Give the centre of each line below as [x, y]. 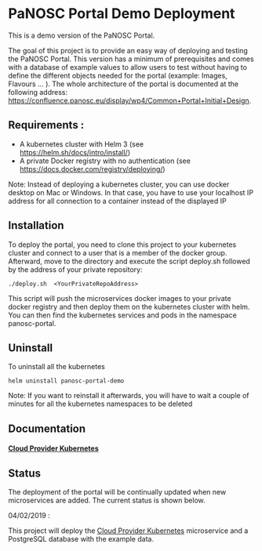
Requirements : [46, 125]
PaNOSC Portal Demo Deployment [122, 14]
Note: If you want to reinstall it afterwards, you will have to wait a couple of [129, 396]
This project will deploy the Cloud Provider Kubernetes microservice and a [128, 531]
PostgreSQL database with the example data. [81, 539]
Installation [36, 225]
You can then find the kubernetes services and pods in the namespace [122, 315]
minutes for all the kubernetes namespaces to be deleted [100, 404]
